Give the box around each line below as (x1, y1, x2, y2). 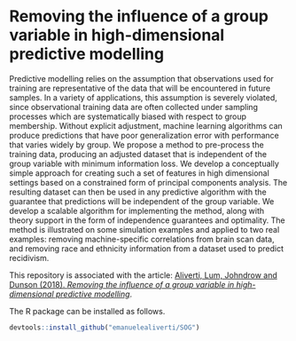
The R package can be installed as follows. (9, 305, 166, 316)
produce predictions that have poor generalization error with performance (9, 130, 279, 140)
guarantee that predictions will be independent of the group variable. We (9, 195, 275, 206)
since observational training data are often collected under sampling (9, 101, 259, 112)
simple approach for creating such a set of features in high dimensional (9, 167, 270, 178)
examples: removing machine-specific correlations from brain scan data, (9, 234, 275, 244)
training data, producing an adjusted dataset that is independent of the (9, 148, 268, 159)
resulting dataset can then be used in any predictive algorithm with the (9, 186, 268, 197)
